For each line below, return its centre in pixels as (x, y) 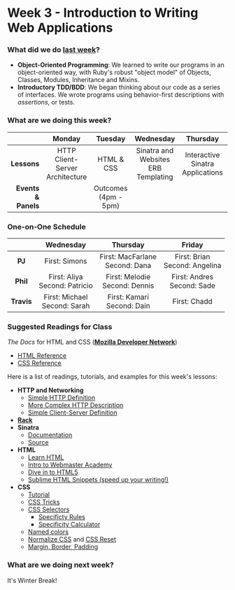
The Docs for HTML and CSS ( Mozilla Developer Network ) (92, 342)
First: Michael (66, 297)
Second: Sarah (66, 306)
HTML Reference (42, 356)
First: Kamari (128, 297)
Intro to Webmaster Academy (70, 465)
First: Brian (192, 257)
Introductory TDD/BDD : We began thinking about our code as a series (119, 87)
